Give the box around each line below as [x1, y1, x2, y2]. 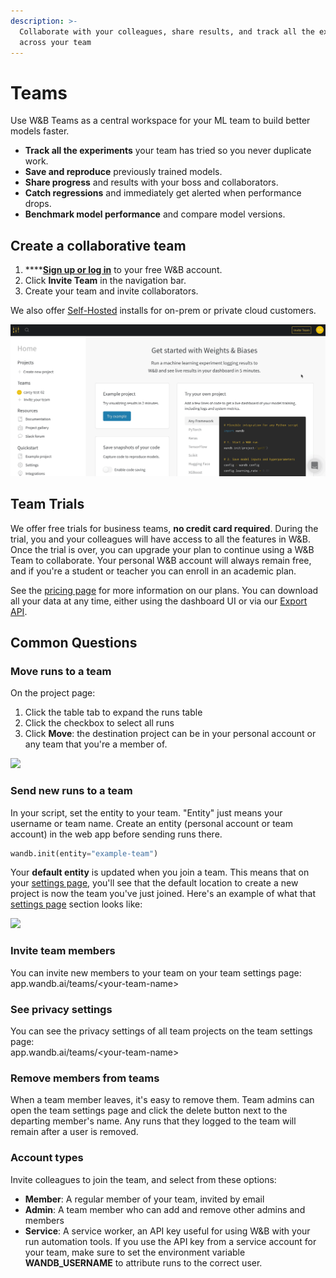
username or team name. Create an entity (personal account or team [10, 817, 293, 829]
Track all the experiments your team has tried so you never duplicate [24, 145, 312, 157]
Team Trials [10, 496, 85, 513]
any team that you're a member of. [24, 738, 168, 750]
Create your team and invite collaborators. [24, 285, 199, 297]
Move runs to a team [10, 664, 112, 678]
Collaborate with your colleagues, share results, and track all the [19, 26, 315, 37]
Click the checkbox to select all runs [24, 717, 175, 729]
